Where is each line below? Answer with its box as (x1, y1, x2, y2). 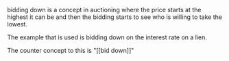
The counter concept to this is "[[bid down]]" (7, 47, 134, 54)
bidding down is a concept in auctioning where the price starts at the (7, 6, 202, 14)
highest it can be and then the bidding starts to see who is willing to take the (7, 13, 223, 21)
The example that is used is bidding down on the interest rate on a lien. (7, 33, 208, 41)
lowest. (7, 20, 27, 28)
